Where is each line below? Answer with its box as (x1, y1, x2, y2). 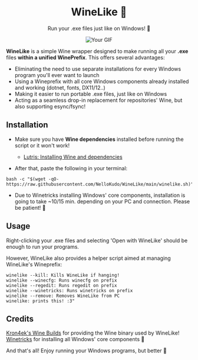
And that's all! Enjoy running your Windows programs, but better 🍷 (6, 347, 167, 354)
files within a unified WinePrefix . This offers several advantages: (6, 54, 165, 61)
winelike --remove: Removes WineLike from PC (6, 293, 120, 299)
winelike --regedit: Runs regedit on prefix (6, 282, 117, 288)
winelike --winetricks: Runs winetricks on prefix (6, 288, 133, 293)
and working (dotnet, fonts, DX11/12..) (14, 84, 106, 91)
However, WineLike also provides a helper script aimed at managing (6, 255, 171, 262)
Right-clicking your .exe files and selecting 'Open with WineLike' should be (6, 237, 188, 244)
